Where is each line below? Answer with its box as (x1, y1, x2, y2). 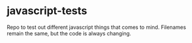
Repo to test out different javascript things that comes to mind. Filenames (7, 24, 187, 31)
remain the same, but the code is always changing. (7, 29, 131, 37)
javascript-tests (7, 4, 88, 18)
